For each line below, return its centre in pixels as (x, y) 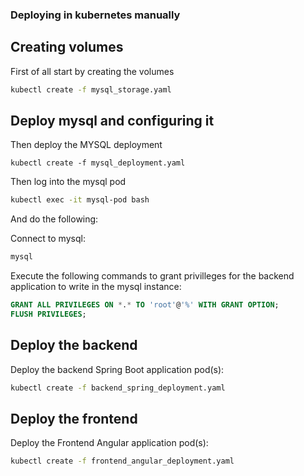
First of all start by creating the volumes (92, 71)
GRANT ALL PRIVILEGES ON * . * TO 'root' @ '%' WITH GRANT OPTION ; (145, 305)
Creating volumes (67, 47)
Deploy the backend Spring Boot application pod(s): (117, 369)
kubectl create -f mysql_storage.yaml (91, 89)
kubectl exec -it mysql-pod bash (80, 200)
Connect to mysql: (48, 239)
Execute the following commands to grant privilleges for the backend (152, 276)
